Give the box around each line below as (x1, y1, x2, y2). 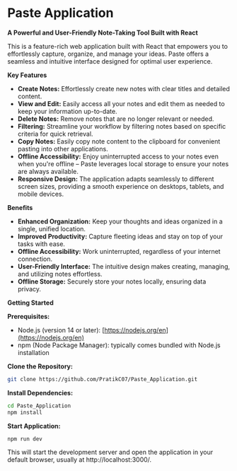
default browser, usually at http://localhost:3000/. (7, 455, 152, 464)
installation (17, 348, 50, 356)
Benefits (7, 203, 33, 211)
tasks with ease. (17, 239, 66, 248)
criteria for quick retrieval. (17, 129, 93, 138)
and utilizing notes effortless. (17, 269, 103, 278)
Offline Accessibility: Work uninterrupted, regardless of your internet (17, 247, 221, 255)
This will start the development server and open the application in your (7, 448, 214, 457)
